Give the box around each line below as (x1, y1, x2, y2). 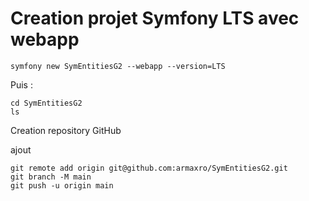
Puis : (10, 78, 33, 91)
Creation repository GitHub (10, 124, 122, 136)
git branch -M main (10, 172, 92, 182)
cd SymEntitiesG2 (10, 98, 83, 108)
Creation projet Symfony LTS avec (10, 7, 300, 30)
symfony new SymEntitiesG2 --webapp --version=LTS (10, 61, 226, 71)
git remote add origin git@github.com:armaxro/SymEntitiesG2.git (10, 163, 288, 173)
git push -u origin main (10, 180, 114, 191)
